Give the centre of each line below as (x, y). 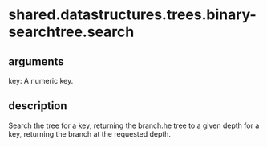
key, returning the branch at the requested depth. (89, 133)
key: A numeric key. (41, 81)
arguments (36, 61)
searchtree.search (71, 32)
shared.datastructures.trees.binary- (132, 15)
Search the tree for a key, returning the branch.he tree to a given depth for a (134, 125)
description (38, 106)
